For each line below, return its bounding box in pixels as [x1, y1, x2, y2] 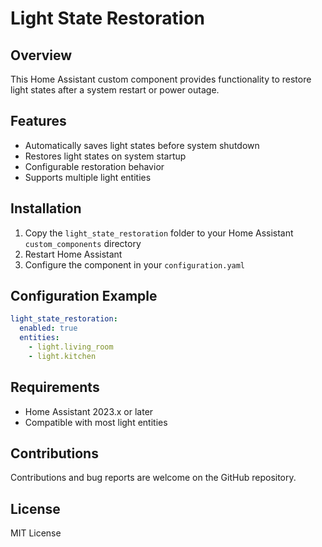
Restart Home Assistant [24, 248, 123, 260]
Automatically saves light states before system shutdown [24, 139, 260, 151]
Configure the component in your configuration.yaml [24, 258, 246, 271]
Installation [10, 200, 82, 217]
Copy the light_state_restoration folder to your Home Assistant [24, 227, 294, 239]
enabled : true [19, 323, 78, 334]
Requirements [10, 379, 100, 396]
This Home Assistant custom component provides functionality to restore [10, 73, 312, 85]
